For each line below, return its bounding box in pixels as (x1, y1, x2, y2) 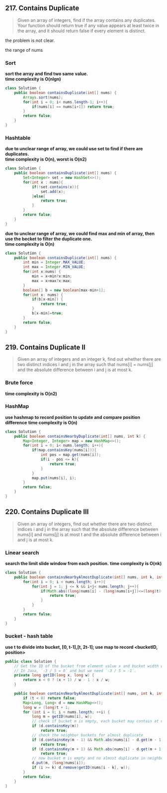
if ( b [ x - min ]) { (31, 297, 64, 302)
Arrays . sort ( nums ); (23, 95, 64, 100)
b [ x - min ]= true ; (31, 311, 64, 316)
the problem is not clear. (5, 37, 55, 43)
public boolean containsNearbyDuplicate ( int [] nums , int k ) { (14, 434, 146, 439)
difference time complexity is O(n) (5, 419, 78, 425)
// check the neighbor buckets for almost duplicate (31, 732, 143, 738)
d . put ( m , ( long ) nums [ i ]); (31, 761, 85, 766)
